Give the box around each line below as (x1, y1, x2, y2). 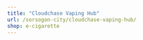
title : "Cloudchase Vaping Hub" (7, 9, 100, 17)
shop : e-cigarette (7, 22, 60, 29)
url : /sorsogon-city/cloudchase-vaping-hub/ (7, 16, 137, 23)
